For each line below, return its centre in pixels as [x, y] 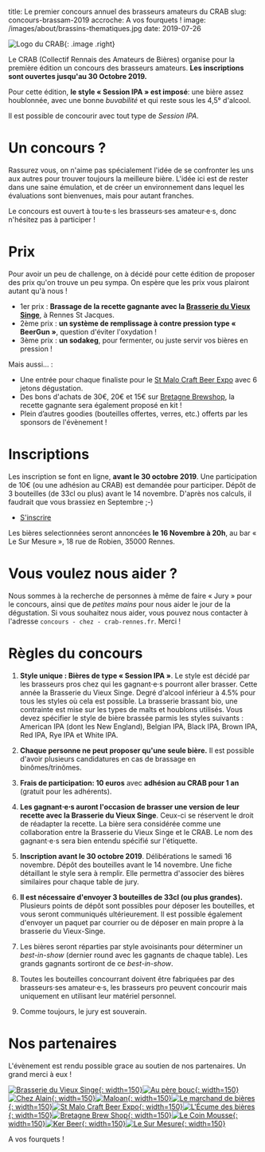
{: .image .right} [90, 44]
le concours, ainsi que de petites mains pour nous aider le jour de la [119, 604]
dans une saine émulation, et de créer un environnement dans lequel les [127, 187]
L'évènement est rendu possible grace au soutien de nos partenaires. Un [127, 1066]
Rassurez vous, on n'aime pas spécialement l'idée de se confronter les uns [131, 170]
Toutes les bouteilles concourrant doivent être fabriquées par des [127, 979]
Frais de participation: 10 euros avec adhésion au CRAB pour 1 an [129, 782]
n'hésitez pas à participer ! [52, 220]
